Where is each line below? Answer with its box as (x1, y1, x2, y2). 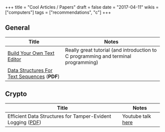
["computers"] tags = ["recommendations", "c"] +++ (5, 9, 111, 15)
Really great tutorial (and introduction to (65, 46, 157, 53)
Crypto (5, 90, 27, 98)
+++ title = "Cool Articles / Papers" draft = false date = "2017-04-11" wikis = (5, 4, 159, 10)
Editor (7, 56, 21, 63)
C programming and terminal (65, 53, 132, 60)
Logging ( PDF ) (7, 119, 42, 126)
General (5, 24, 30, 32)
